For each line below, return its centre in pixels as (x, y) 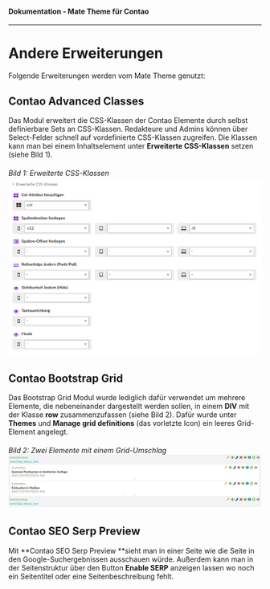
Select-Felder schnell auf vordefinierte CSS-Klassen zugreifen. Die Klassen (133, 137)
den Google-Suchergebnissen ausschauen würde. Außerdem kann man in (131, 559)
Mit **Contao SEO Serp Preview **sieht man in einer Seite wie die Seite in (131, 550)
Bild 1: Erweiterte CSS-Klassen (59, 173)
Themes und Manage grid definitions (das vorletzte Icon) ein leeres (122, 423)
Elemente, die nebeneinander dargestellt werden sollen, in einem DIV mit (129, 406)
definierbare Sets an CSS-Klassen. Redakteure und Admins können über (128, 129)
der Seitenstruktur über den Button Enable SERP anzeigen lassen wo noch (131, 567)
